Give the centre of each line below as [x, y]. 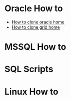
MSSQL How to [35, 47]
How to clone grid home [36, 27]
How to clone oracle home [38, 22]
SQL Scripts [29, 69]
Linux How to [32, 91]
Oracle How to [34, 9]
